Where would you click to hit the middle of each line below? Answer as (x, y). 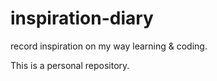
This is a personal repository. (70, 65)
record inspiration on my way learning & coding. (109, 46)
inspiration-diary (82, 18)
